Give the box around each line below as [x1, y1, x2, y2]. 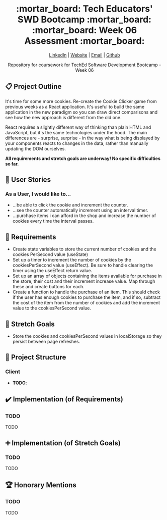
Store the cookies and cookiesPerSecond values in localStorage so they [12, 333, 162, 339]
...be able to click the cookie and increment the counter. [12, 202, 128, 208]
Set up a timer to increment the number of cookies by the [12, 257, 132, 263]
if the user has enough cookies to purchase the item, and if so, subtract [12, 294, 161, 300]
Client [5, 368, 20, 375]
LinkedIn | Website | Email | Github [49, 51, 120, 58]
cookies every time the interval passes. [12, 218, 94, 224]
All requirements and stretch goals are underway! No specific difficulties [5, 155, 161, 162]
